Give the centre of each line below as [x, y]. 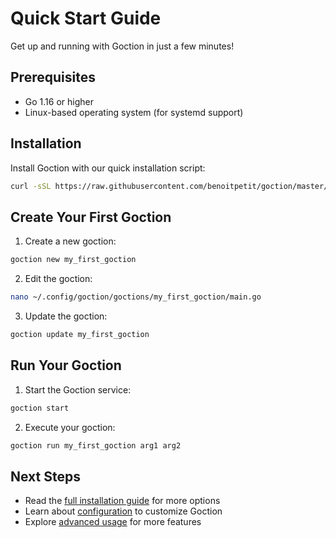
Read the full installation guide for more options [122, 501]
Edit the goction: [58, 279]
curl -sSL [31, 186]
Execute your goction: [70, 427]
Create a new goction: [70, 241]
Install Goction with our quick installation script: [108, 168]
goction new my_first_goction [73, 260]
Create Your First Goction [91, 217]
